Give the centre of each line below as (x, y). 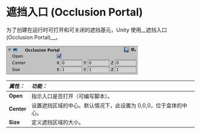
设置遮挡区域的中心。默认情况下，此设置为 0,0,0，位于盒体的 (107, 105)
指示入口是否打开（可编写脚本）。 (72, 96)
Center (18, 109)
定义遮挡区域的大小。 (58, 122)
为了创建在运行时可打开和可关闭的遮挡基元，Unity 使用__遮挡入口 (87, 30)
